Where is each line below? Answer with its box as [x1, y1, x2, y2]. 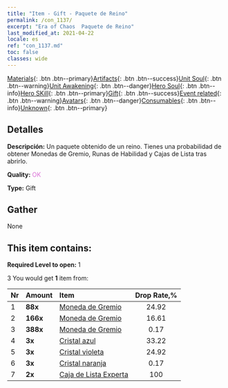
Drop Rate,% [135, 290, 178, 300]
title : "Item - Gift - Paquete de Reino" [7, 10, 129, 17]
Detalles [7, 124, 44, 136]
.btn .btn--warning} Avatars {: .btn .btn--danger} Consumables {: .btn [7, 96, 198, 105]
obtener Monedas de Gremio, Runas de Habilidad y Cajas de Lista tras [7, 150, 207, 158]
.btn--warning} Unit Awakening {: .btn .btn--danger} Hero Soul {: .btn [7, 81, 198, 90]
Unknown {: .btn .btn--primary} [20, 103, 108, 112]
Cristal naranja [59, 358, 107, 368]
